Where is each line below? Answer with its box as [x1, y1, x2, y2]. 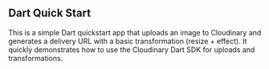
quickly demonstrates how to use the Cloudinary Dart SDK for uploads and [8, 44, 255, 55]
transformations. [8, 53, 63, 63]
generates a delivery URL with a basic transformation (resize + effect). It [8, 36, 247, 46]
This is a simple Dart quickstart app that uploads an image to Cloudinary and [8, 27, 262, 37]
